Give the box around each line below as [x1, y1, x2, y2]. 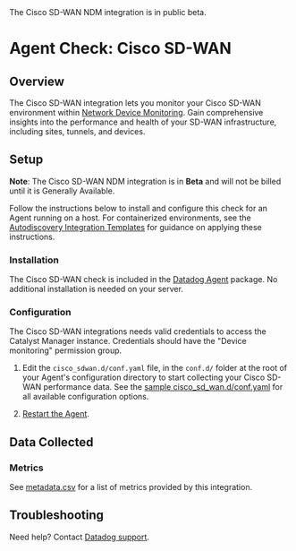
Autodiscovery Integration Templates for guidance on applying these [9, 221, 262, 232]
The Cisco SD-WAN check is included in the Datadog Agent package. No [9, 274, 278, 285]
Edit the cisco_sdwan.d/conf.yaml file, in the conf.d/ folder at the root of [21, 363, 288, 374]
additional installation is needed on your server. [9, 284, 183, 295]
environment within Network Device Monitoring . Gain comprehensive [9, 108, 264, 117]
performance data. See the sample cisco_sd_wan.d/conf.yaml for [43, 382, 283, 392]
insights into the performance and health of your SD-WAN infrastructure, [9, 116, 277, 127]
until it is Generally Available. [9, 185, 115, 196]
